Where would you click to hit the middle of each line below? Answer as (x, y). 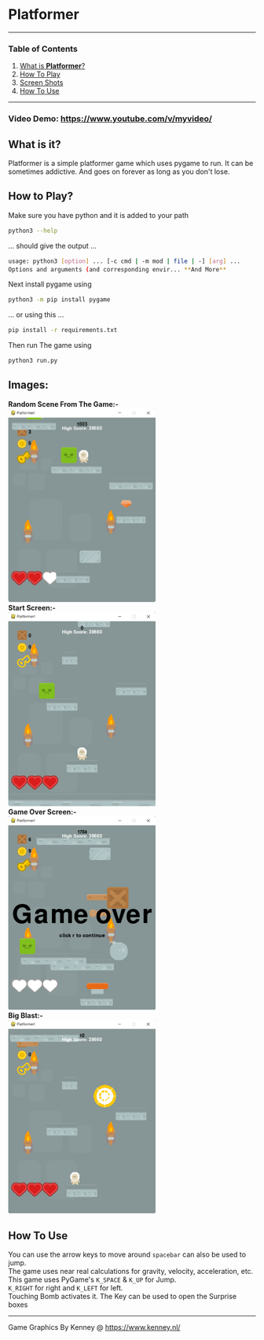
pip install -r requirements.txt (63, 330)
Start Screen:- (32, 608)
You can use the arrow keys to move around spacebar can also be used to (127, 1254)
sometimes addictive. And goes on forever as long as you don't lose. (119, 172)
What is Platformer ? (52, 66)
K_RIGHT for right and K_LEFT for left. (66, 1287)
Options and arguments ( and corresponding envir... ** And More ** (117, 269)
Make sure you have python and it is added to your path (99, 215)
